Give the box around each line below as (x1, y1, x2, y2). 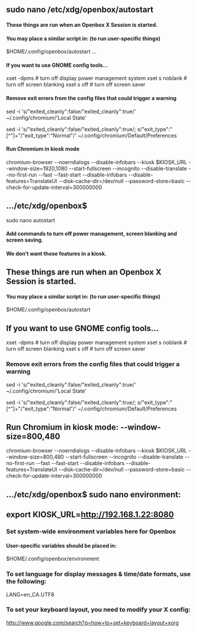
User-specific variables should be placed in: (6, 542, 117, 549)
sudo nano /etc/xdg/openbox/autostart (6, 5, 153, 15)
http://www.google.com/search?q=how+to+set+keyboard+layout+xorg (6, 619, 179, 626)
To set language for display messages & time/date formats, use (6, 570, 191, 578)
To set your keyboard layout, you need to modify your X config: (6, 605, 191, 614)
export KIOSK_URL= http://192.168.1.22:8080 (6, 509, 174, 520)
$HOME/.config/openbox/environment (6, 555, 99, 562)
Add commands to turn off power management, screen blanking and (6, 230, 178, 238)
